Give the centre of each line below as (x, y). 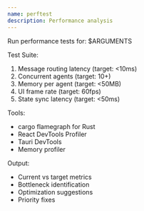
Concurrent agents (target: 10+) (64, 76)
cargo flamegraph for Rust (56, 126)
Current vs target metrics (55, 177)
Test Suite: (23, 55)
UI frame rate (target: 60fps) (59, 91)
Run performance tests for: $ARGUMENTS (70, 41)
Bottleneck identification (53, 184)
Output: (19, 163)
